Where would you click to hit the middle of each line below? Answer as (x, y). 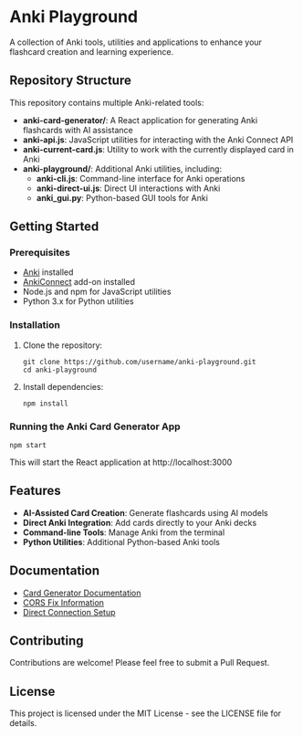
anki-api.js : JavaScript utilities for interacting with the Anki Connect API (158, 140)
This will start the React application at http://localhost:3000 (121, 462)
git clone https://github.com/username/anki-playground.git (139, 362)
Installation (35, 325)
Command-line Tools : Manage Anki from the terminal (124, 532)
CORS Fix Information (63, 602)
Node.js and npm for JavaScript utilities (97, 292)
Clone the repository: (63, 345)
